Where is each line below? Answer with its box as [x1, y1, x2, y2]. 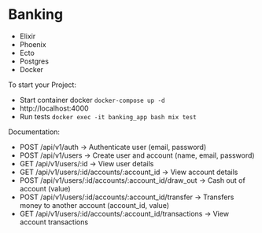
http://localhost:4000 [19, 104, 89, 113]
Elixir [19, 31, 36, 41]
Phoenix [19, 39, 46, 49]
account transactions [19, 217, 89, 227]
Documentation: [8, 127, 61, 137]
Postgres [19, 56, 50, 66]
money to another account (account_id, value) [19, 200, 169, 209]
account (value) [19, 184, 71, 193]
